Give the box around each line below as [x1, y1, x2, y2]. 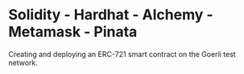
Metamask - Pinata [8, 23, 138, 41]
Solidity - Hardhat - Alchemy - [8, 6, 213, 24]
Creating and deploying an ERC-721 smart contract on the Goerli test [8, 49, 236, 59]
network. [8, 58, 39, 68]
